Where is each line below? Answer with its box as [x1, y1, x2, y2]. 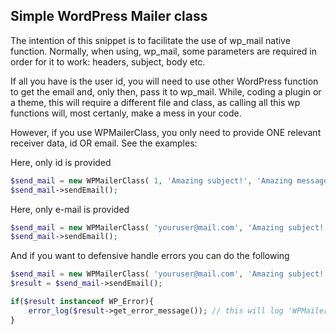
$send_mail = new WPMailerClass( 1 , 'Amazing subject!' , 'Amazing [10, 175, 293, 186]
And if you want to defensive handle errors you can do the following [10, 250, 290, 262]
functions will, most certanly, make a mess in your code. [10, 107, 242, 119]
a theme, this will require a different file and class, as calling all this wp [10, 96, 301, 108]
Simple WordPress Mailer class [10, 8, 208, 25]
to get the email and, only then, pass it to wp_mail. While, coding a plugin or [10, 85, 322, 98]
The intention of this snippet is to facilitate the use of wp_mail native [10, 34, 291, 46]
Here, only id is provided [10, 156, 112, 168]
